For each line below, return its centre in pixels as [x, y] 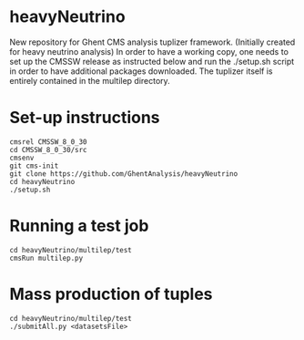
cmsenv [22, 158]
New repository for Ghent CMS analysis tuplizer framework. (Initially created [152, 42]
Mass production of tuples [111, 294]
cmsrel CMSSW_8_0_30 [49, 142]
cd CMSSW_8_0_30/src [49, 149]
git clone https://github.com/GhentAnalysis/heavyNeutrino [124, 174]
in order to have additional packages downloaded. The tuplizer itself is [141, 71]
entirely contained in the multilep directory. [90, 80]
